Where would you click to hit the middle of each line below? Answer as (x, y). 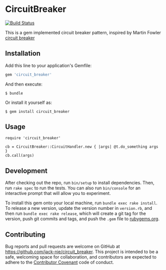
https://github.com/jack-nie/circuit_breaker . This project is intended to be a (82, 252)
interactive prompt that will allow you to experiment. (58, 193)
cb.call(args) (20, 156)
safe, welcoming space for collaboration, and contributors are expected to (81, 257)
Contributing (25, 234)
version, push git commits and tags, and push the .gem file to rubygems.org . (83, 219)
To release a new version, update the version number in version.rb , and (79, 208)
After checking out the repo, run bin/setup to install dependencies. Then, (80, 183)
